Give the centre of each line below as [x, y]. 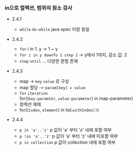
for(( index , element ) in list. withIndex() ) [59, 110]
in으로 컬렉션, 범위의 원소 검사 [38, 7]
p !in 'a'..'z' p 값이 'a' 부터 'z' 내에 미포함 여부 [68, 136]
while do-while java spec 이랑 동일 [54, 29]
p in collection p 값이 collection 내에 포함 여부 [67, 143]
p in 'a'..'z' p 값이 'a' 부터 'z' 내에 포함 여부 [65, 130]
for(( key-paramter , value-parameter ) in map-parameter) [76, 99]
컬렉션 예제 [30, 104]
